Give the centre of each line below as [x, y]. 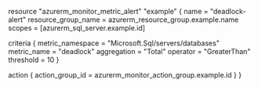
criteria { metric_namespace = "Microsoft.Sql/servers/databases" [114, 43]
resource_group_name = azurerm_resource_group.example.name [133, 20]
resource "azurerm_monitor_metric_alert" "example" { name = [108, 11]
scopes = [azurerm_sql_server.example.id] [77, 28]
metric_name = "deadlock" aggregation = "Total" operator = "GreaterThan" [129, 51]
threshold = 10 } [34, 60]
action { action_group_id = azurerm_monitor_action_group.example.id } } [125, 75]
